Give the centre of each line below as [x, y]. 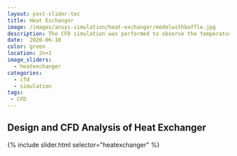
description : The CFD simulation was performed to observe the [102, 34]
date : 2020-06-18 [34, 40]
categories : [25, 73]
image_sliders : [30, 60]
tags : [15, 92]
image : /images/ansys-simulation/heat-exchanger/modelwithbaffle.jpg [112, 27]
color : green [26, 47]
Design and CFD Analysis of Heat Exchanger [107, 128]
